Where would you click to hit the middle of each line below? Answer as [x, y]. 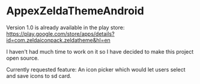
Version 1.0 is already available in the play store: [65, 27]
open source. [23, 58]
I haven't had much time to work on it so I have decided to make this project [100, 51]
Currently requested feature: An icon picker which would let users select [96, 69]
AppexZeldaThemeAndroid [75, 11]
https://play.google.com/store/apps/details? [61, 33]
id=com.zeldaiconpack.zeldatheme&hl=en [59, 40]
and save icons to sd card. [39, 76]
